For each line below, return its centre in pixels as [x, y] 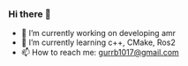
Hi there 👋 [30, 14]
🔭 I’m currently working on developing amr [98, 33]
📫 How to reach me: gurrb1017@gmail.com [100, 53]
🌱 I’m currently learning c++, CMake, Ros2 [98, 42]
